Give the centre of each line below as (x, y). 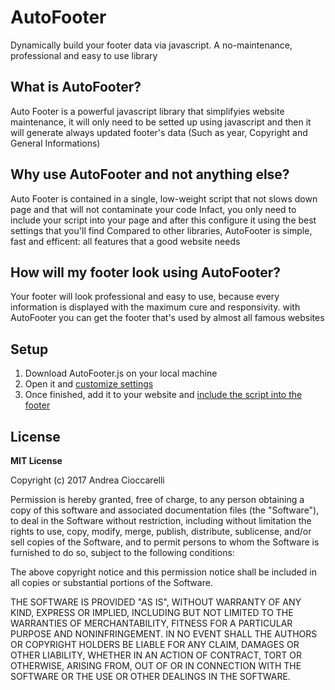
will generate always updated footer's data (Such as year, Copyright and (159, 132)
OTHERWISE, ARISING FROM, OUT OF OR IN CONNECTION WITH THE (156, 665)
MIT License (36, 460)
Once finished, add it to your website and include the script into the (163, 395)
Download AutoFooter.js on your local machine (121, 373)
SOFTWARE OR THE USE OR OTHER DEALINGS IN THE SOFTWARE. (150, 676)
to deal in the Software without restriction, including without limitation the (161, 520)
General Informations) (55, 143)
